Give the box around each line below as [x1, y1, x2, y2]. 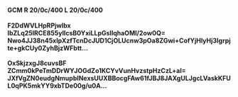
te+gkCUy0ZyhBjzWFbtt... [7, 44, 89, 52]
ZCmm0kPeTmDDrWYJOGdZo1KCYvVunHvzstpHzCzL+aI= [7, 67, 186, 75]
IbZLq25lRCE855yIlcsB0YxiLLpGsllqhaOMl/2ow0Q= [7, 29, 166, 38]
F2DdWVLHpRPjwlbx [7, 21, 71, 30]
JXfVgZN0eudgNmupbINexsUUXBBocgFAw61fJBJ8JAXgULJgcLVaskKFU [7, 74, 231, 83]
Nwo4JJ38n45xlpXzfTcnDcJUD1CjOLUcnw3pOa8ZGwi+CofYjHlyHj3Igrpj [7, 36, 231, 45]
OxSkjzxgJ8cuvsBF [7, 59, 67, 67]
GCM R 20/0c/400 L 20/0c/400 [7, 6, 103, 14]
